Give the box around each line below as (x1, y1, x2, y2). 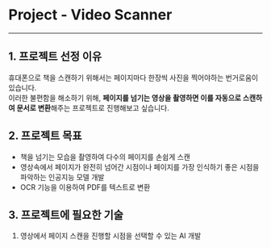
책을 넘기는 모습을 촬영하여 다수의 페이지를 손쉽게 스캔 (19, 152, 191, 162)
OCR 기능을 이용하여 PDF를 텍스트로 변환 (19, 182, 151, 191)
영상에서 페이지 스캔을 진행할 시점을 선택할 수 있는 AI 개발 (19, 231, 202, 241)
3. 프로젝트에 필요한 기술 (8, 208, 123, 221)
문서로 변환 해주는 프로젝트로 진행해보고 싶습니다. (16, 103, 169, 112)
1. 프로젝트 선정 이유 (8, 50, 102, 64)
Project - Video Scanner (8, 6, 173, 24)
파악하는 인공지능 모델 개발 (19, 172, 105, 182)
